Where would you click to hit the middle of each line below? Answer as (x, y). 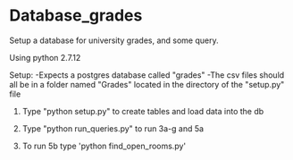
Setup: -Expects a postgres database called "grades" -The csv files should (147, 75)
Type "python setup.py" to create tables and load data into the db (143, 111)
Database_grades (76, 16)
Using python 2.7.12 (45, 57)
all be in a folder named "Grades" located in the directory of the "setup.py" (147, 84)
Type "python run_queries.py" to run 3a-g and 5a (113, 128)
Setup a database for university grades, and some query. (114, 40)
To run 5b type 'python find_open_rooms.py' (104, 146)
